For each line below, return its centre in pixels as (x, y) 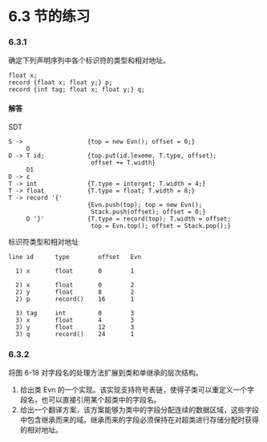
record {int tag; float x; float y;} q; (77, 90)
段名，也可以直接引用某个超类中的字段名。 (90, 399)
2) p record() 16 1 (75, 299)
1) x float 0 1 (75, 271)
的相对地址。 (41, 429)
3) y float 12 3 (75, 327)
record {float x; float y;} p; (61, 83)
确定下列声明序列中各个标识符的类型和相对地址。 (89, 60)
